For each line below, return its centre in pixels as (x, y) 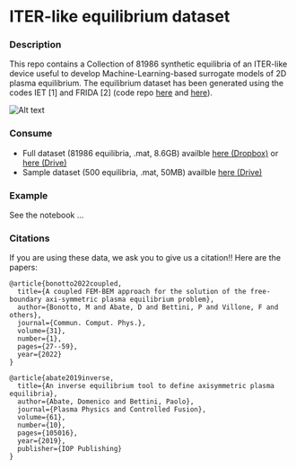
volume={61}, (42, 418)
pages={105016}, (48, 433)
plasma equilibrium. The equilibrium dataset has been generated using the (147, 84)
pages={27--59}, (48, 347)
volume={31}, (42, 331)
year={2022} (40, 355)
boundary (26, 300)
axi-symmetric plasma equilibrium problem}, (130, 300)
